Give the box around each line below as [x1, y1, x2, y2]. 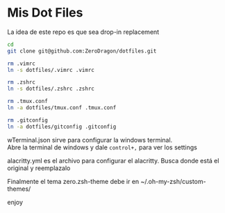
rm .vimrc [7, 60, 36, 67]
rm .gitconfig [7, 116, 49, 124]
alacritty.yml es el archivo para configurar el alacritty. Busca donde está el [7, 156, 219, 165]
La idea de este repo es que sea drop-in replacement [7, 28, 160, 36]
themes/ [7, 185, 31, 193]
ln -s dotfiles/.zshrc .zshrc [7, 85, 95, 93]
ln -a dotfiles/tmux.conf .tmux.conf [7, 104, 117, 111]
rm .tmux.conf [7, 98, 49, 105]
